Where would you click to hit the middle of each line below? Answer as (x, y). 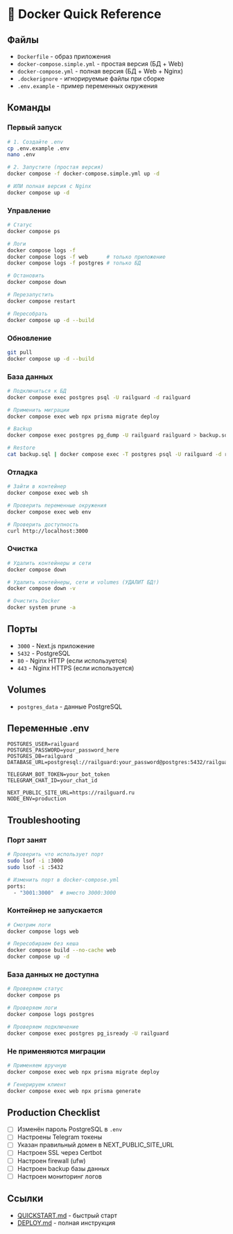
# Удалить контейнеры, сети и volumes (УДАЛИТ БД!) (83, 582)
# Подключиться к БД (37, 391)
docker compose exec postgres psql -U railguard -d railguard (99, 397)
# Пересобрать (28, 314)
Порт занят (27, 840)
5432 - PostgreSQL (44, 653)
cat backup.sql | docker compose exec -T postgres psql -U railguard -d (114, 455)
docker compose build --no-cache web (62, 950)
